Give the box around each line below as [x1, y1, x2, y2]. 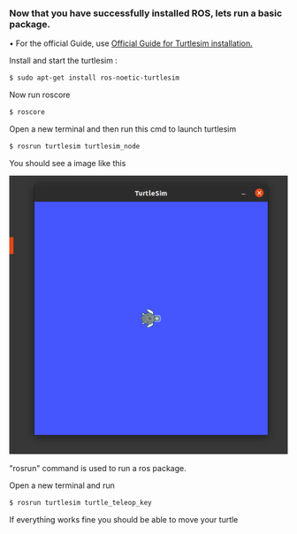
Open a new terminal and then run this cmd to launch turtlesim [9, 124, 237, 134]
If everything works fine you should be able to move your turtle [9, 514, 239, 524]
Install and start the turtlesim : [9, 56, 118, 66]
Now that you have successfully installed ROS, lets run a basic [9, 7, 283, 19]
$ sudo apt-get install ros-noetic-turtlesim [9, 73, 179, 82]
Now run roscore [9, 89, 71, 100]
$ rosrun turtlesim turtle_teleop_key [9, 498, 152, 507]
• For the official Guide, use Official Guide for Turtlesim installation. [9, 38, 254, 49]
